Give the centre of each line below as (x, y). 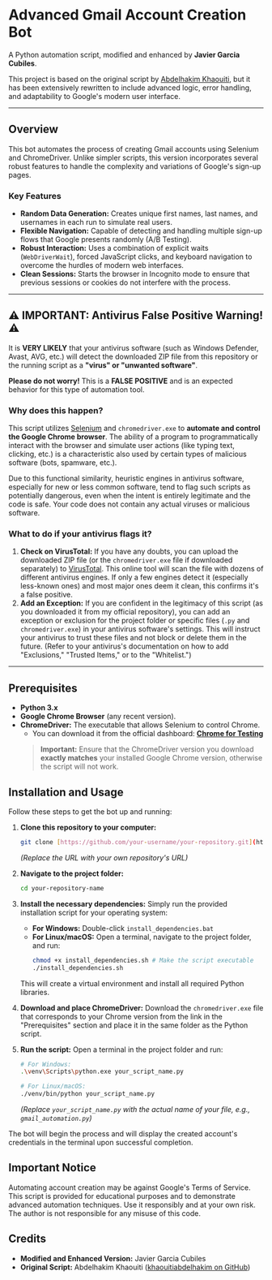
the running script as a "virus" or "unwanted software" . (103, 365)
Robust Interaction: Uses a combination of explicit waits (114, 248)
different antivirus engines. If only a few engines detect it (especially (134, 577)
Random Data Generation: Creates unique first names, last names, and (139, 213)
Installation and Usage (66, 792)
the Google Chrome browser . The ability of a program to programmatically (133, 437)
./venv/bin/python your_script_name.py (87, 1094)
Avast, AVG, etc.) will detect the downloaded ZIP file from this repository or (133, 356)
